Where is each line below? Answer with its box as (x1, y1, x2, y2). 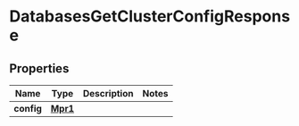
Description (83, 88, 134, 99)
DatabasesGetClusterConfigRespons (9, 6, 291, 27)
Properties (9, 61, 70, 76)
